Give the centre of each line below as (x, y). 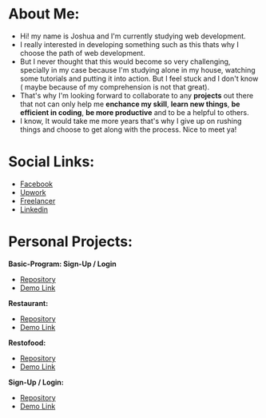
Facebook (36, 184)
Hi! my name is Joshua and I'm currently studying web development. (133, 36)
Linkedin (34, 209)
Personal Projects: (71, 242)
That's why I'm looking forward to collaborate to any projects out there (137, 95)
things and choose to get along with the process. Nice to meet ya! (128, 129)
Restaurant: (28, 303)
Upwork (33, 192)
